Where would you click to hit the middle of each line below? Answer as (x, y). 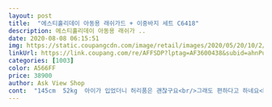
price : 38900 (30, 76)
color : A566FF (32, 68)
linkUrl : (23, 53)
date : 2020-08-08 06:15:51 (54, 38)
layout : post (30, 16)
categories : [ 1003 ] (41, 61)
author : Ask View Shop (47, 83)
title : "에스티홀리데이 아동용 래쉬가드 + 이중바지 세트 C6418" (104, 23)
